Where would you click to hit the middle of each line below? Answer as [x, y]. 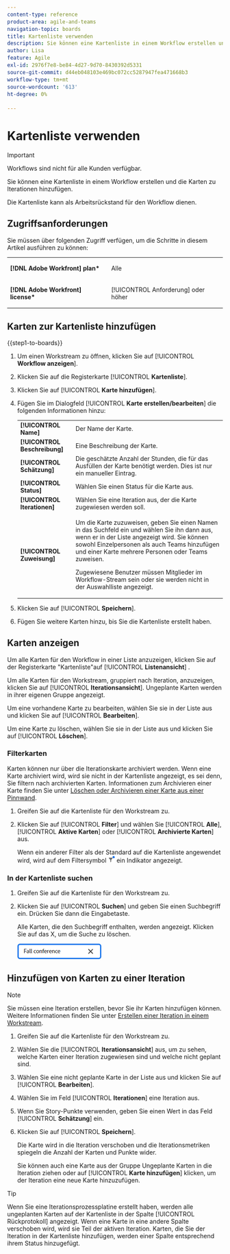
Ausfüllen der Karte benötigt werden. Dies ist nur [144, 466]
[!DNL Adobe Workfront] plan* [55, 268]
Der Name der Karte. [104, 429]
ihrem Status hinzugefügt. [44, 1243]
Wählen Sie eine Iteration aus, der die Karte [136, 499]
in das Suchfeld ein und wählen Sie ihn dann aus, [144, 530]
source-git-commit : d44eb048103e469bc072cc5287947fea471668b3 [98, 72]
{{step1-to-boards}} [35, 343]
